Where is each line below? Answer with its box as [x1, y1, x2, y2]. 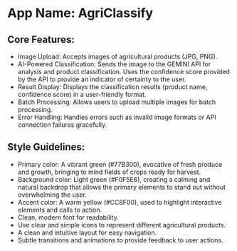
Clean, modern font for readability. [17, 212, 119, 222]
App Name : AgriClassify [7, 5, 154, 21]
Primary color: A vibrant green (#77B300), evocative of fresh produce [17, 160, 223, 168]
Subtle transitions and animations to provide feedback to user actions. [17, 235, 223, 244]
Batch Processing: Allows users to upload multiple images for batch [17, 98, 216, 106]
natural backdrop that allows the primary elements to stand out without [17, 183, 226, 191]
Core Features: [7, 34, 75, 46]
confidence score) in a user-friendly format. [17, 91, 147, 98]
